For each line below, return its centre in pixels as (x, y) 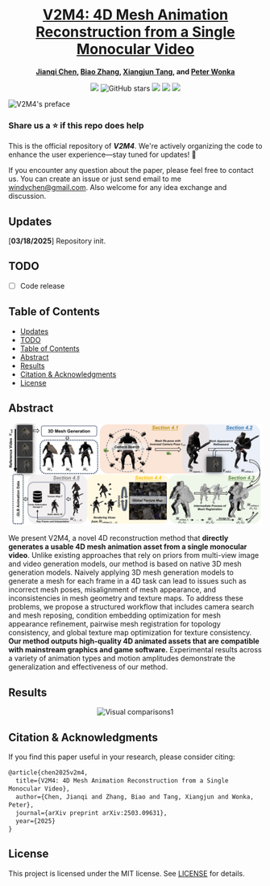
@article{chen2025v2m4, (48, 772)
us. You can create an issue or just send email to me (95, 179)
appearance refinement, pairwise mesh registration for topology (115, 624)
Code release (42, 285)
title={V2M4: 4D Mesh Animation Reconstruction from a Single (122, 781)
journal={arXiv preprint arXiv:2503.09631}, (91, 813)
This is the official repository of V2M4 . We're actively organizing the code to (135, 146)
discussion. (27, 196)
